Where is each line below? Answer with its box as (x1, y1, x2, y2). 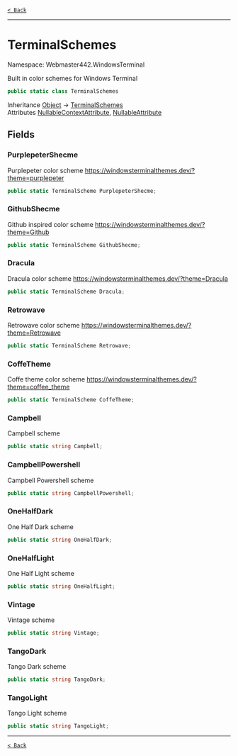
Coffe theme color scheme (7, 375, 86, 384)
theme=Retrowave (7, 328, 62, 337)
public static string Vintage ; (7, 630, 100, 637)
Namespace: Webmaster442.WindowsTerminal (7, 60, 145, 69)
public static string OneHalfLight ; (7, 582, 115, 590)
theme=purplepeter (7, 174, 64, 182)
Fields (7, 128, 35, 141)
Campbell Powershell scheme (7, 476, 94, 484)
